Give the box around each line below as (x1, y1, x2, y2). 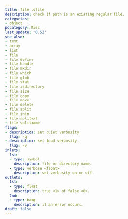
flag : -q (9, 134, 27, 139)
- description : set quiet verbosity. (5, 130, 81, 135)
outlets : (5, 175, 23, 180)
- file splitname (5, 120, 40, 125)
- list (5, 48, 18, 53)
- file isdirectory (5, 84, 45, 89)
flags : (5, 125, 18, 130)
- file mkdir (5, 66, 32, 71)
